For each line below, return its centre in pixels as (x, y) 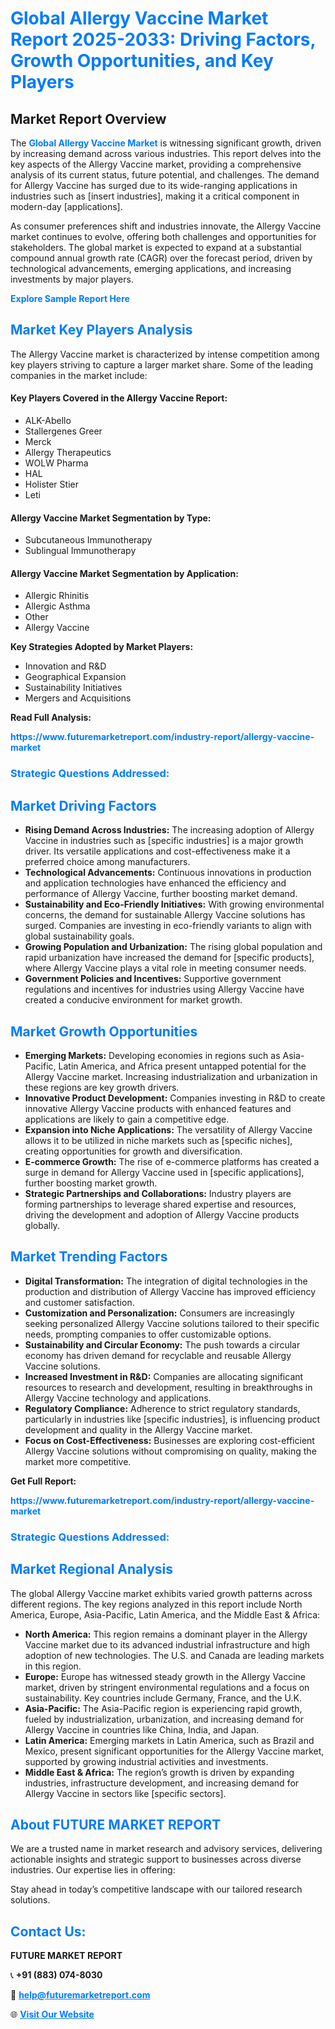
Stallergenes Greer (63, 431)
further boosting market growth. (91, 1183)
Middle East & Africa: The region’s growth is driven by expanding (159, 1772)
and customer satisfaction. (79, 1302)
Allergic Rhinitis (57, 596)
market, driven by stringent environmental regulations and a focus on (167, 1687)
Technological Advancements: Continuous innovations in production (168, 873)
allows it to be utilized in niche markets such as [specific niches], (158, 1140)
